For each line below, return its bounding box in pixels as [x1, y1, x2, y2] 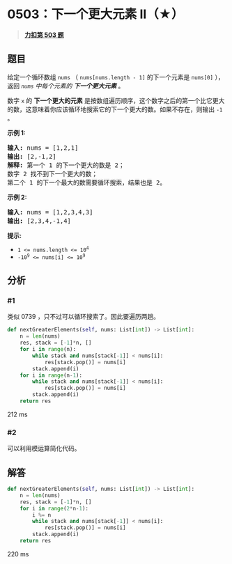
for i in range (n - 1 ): [20, 372, 82, 379]
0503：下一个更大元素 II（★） [7, 6, 184, 22]
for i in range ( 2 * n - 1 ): [20, 505, 89, 512]
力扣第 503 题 [24, 31, 64, 39]
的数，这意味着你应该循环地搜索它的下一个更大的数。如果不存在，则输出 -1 [7, 105, 223, 113]
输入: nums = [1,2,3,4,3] [7, 208, 93, 216]
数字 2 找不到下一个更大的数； [7, 170, 98, 178]
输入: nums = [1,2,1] [7, 143, 79, 152]
